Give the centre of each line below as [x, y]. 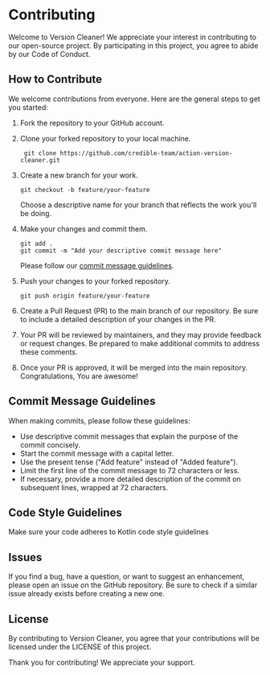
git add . [37, 243]
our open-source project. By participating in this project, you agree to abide [133, 45]
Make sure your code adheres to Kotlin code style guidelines [108, 532]
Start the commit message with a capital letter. [97, 453]
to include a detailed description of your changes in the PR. [118, 319]
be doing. [36, 213]
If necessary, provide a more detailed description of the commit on [130, 479]
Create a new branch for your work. [79, 175]
